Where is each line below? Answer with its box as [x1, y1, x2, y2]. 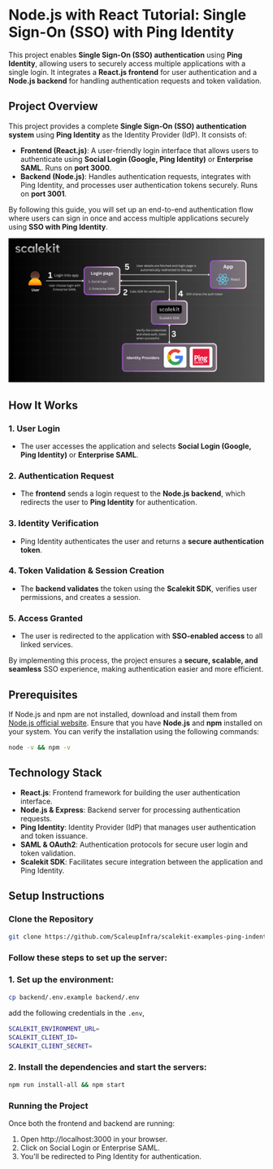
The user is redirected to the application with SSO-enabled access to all [19, 631, 263, 641]
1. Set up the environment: [8, 974, 115, 986]
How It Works [8, 398, 79, 412]
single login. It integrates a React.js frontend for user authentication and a [8, 67, 258, 77]
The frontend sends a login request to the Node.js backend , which [19, 488, 246, 498]
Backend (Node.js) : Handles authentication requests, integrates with [19, 171, 251, 181]
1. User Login [8, 423, 61, 434]
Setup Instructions [8, 889, 105, 903]
